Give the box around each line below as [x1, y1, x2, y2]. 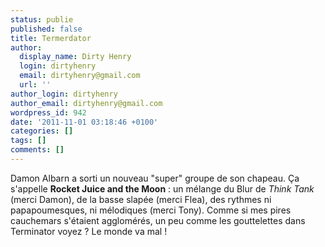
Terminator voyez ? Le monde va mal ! [10, 225, 168, 237]
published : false [10, 24, 83, 34]
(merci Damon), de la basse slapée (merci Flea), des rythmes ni [10, 193, 272, 205]
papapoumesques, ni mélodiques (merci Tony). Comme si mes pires [10, 204, 292, 216]
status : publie [10, 14, 74, 25]
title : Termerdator [10, 33, 92, 43]
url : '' [19, 80, 52, 90]
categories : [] [10, 126, 74, 136]
